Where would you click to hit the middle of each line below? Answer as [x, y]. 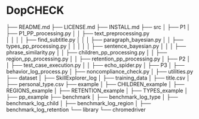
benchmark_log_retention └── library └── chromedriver [76, 109]
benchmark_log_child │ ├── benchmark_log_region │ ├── [79, 103]
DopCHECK [35, 10]
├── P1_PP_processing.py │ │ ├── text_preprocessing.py [78, 33]
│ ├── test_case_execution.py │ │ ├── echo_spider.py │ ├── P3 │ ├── [95, 65]
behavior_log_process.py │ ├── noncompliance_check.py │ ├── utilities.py [100, 71]
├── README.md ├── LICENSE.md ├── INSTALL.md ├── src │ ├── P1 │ [98, 27]
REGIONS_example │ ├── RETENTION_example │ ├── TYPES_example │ [97, 90]
